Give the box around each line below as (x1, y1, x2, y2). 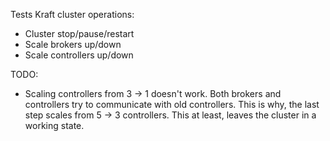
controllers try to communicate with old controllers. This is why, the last (24, 99, 320, 110)
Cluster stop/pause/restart (24, 28, 135, 39)
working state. (24, 120, 85, 131)
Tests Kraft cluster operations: (10, 9, 135, 20)
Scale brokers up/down (24, 39, 122, 50)
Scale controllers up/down (24, 49, 134, 61)
